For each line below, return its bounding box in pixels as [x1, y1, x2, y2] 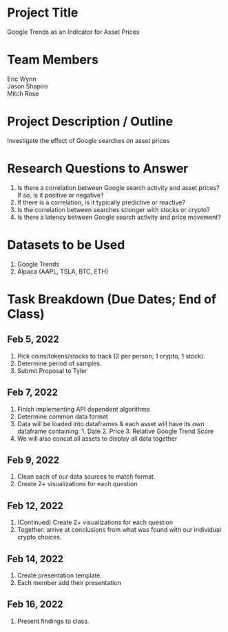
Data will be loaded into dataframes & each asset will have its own [17, 419, 205, 428]
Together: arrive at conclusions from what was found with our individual [17, 526, 222, 534]
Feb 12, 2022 [7, 499, 63, 512]
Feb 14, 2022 [7, 553, 64, 564]
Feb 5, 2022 [7, 334, 60, 345]
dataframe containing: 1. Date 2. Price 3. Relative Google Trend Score [17, 427, 214, 435]
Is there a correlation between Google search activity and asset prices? [17, 183, 220, 191]
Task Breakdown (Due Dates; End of [7, 291, 217, 307]
